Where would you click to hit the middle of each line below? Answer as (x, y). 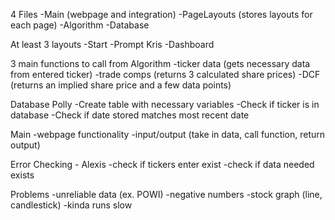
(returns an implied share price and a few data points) (121, 85)
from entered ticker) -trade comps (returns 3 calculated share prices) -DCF (165, 74)
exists (22, 175)
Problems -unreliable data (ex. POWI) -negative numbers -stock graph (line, (166, 194)
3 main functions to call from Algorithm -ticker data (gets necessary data (160, 63)
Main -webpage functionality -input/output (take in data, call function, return (168, 134)
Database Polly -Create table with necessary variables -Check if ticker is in (165, 104)
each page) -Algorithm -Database (80, 25)
